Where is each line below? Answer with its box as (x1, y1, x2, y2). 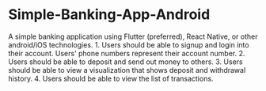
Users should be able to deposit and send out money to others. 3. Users (8, 57, 243, 66)
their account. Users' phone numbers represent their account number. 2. (8, 48, 245, 58)
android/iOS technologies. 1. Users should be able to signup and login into (8, 40, 249, 49)
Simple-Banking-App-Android (8, 6, 211, 24)
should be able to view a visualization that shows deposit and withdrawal (8, 65, 246, 74)
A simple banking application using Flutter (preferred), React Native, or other (8, 32, 258, 41)
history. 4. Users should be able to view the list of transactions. (8, 74, 214, 83)
